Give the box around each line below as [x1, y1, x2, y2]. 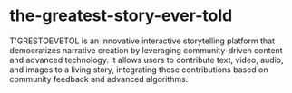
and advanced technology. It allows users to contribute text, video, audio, [9, 54, 284, 65]
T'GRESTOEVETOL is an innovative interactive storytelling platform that [9, 35, 275, 46]
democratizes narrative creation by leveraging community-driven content [9, 44, 283, 55]
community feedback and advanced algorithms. [9, 73, 189, 84]
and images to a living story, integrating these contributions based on [9, 64, 268, 75]
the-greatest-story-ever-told [9, 5, 233, 26]
